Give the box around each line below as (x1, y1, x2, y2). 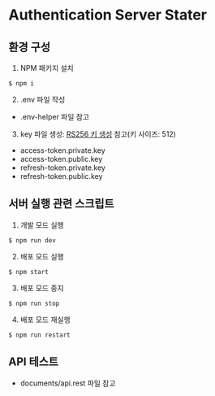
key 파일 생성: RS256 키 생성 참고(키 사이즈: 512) (19, 129, 177, 139)
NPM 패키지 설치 (19, 63, 75, 72)
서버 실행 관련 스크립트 (8, 197, 115, 211)
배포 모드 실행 (19, 251, 64, 261)
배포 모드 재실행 (19, 315, 71, 324)
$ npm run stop (8, 299, 60, 307)
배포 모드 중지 (19, 283, 64, 293)
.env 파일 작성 (19, 95, 66, 104)
